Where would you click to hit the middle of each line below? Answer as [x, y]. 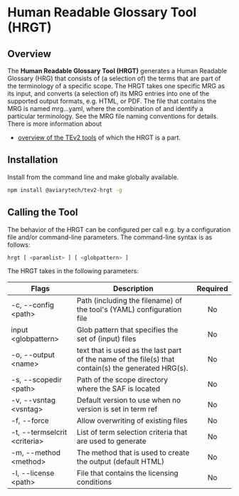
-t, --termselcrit [39, 433]
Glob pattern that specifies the [128, 330]
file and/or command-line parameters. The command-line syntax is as [110, 237]
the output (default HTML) [121, 462]
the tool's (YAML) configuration [129, 310]
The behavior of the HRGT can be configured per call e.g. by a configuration [119, 229]
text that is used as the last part [129, 351]
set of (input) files [107, 339]
